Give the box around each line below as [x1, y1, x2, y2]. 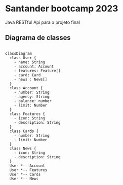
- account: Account [14, 64, 54, 69]
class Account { [9, 85, 43, 90]
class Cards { [9, 129, 39, 134]
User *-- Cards [9, 172, 41, 177]
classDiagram [5, 51, 32, 56]
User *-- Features [9, 167, 48, 173]
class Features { [9, 111, 45, 116]
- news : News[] [14, 77, 48, 82]
